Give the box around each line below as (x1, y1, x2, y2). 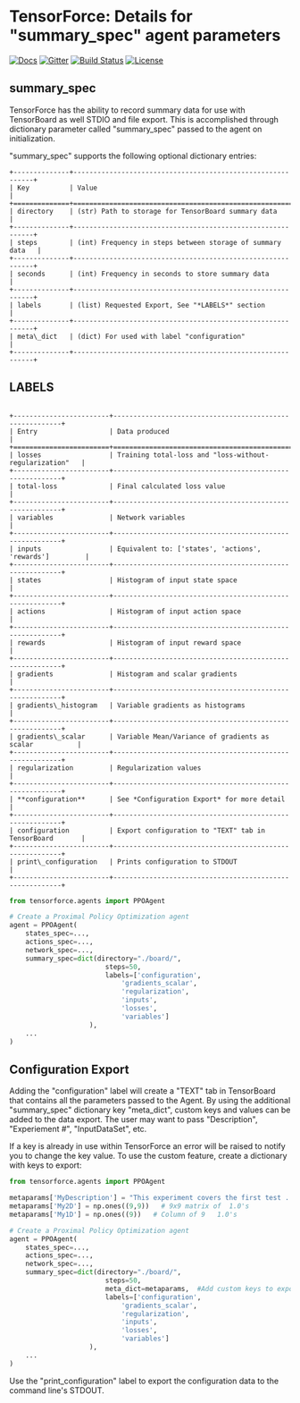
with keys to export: (9, 1160, 82, 1171)
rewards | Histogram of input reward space (17, 638, 242, 647)
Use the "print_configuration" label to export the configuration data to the (9, 1375, 279, 1386)
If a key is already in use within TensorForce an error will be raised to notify (9, 1141, 286, 1152)
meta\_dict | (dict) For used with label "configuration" (17, 332, 246, 341)
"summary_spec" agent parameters (9, 25, 281, 46)
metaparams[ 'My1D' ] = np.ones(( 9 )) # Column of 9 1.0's (9, 1210, 238, 1219)
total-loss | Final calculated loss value (17, 481, 226, 491)
